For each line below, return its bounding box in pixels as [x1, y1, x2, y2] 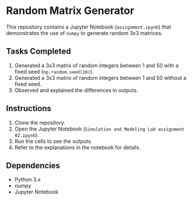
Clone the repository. [14, 119, 65, 126]
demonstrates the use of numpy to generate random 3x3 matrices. [6, 29, 163, 36]
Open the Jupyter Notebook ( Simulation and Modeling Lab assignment [14, 125, 185, 132]
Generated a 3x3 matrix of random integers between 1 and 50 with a [14, 62, 179, 69]
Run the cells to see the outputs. [14, 137, 92, 144]
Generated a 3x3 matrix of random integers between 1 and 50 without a [14, 74, 187, 81]
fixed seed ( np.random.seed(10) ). [14, 68, 94, 75]
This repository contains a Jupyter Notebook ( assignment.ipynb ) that [6, 23, 172, 30]
